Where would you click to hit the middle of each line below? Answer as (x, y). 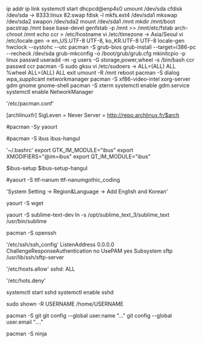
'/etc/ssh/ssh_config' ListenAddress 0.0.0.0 (60, 244)
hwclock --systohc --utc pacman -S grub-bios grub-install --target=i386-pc (101, 47)
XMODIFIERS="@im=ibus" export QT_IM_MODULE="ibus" (78, 156)
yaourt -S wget (25, 203)
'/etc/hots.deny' (26, 280)
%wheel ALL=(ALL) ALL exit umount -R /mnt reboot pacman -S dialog (93, 73)
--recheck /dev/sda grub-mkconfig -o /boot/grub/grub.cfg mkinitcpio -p (96, 53)
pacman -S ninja (27, 334)
